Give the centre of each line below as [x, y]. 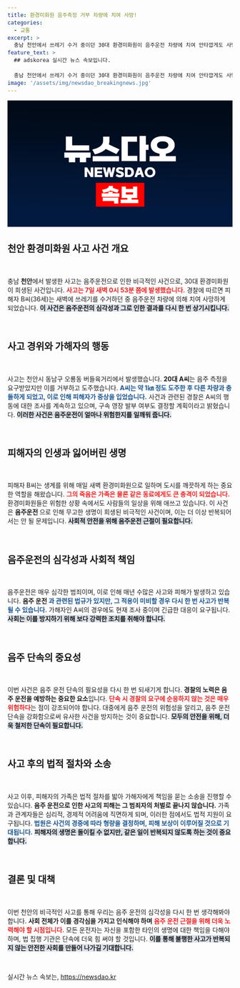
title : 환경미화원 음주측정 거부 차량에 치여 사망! [72, 15]
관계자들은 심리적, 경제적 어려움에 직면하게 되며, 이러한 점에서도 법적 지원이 [120, 814]
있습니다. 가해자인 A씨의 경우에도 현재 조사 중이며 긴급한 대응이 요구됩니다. [126, 610]
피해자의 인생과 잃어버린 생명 [67, 453]
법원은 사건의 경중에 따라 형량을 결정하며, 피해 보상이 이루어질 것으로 [128, 823]
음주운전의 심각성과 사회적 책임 [71, 560]
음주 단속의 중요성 [44, 657]
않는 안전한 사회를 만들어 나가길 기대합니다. [74, 947]
